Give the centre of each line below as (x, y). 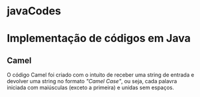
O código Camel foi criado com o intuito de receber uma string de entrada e (101, 75)
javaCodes (34, 11)
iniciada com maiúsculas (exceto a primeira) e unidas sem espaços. (91, 87)
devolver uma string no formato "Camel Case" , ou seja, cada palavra (92, 81)
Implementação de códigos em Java (99, 39)
